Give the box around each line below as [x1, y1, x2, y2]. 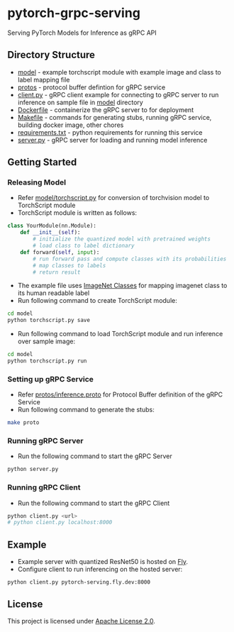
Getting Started [7, 156, 77, 168]
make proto [7, 419, 40, 426]
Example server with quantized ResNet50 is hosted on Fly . [17, 558, 189, 566]
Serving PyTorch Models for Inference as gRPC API [7, 28, 157, 37]
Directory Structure [7, 49, 96, 61]
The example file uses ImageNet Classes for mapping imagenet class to [17, 282, 228, 290]
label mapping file [17, 75, 70, 84]
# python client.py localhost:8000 [7, 519, 113, 526]
